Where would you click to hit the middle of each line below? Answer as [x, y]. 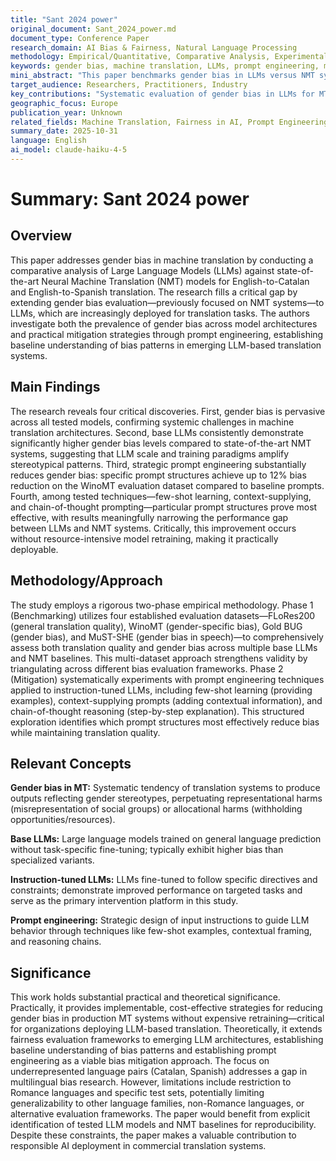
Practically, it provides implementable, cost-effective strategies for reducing [166, 1008]
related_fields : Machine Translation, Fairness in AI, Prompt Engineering [169, 122]
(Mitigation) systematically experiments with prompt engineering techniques [167, 679]
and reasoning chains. [56, 942]
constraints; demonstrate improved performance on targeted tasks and [156, 890]
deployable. [34, 549]
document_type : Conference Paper [80, 38]
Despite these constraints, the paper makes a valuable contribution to [153, 1135]
